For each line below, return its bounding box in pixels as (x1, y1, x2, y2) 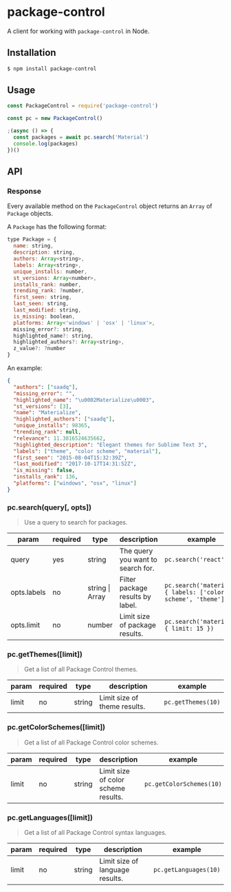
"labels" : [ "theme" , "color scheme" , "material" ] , (13, 447, 162, 455)
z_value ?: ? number (13, 345, 67, 352)
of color (99, 775, 125, 784)
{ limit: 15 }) (164, 625, 214, 633)
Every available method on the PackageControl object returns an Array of (7, 202, 212, 210)
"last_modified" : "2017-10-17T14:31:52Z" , (13, 460, 137, 467)
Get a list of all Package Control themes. (23, 665, 138, 673)
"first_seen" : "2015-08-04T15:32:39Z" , (13, 454, 128, 461)
